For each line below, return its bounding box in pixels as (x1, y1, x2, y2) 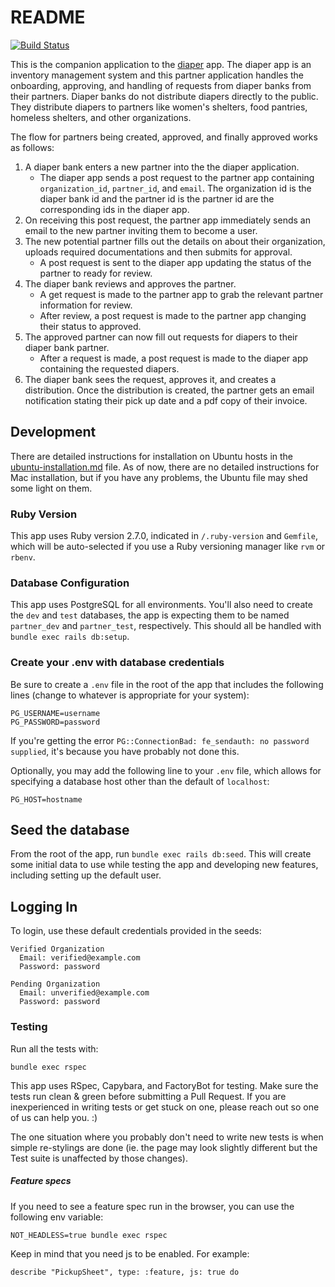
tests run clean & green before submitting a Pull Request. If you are (10, 1090, 287, 1102)
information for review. (39, 299, 133, 311)
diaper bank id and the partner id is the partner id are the (39, 192, 275, 205)
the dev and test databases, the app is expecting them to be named (10, 609, 290, 621)
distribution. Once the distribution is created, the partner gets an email (24, 384, 315, 396)
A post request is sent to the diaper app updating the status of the (39, 256, 312, 268)
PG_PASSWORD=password (10, 717, 101, 727)
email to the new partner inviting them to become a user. (24, 224, 258, 236)
